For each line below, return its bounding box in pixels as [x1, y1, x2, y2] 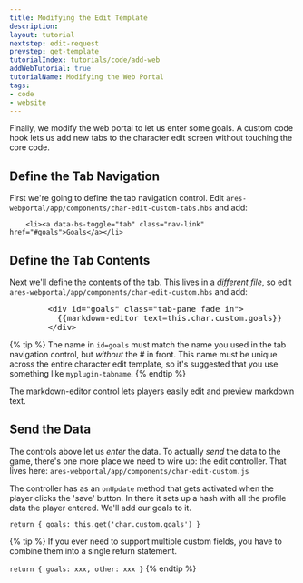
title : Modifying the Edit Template [9, 13, 148, 23]
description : [9, 22, 59, 31]
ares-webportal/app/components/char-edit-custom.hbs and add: [9, 286, 248, 297]
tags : [9, 81, 30, 90]
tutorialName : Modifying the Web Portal [9, 73, 165, 82]
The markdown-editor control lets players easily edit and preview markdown [9, 386, 295, 397]
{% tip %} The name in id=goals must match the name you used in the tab [9, 339, 287, 350]
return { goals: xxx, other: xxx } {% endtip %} [9, 563, 197, 574]
